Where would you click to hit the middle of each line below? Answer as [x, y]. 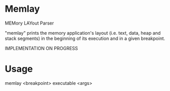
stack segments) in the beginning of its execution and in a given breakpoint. [85, 38]
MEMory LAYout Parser [30, 23]
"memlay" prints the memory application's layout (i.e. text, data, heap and [83, 33]
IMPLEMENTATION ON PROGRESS [41, 48]
